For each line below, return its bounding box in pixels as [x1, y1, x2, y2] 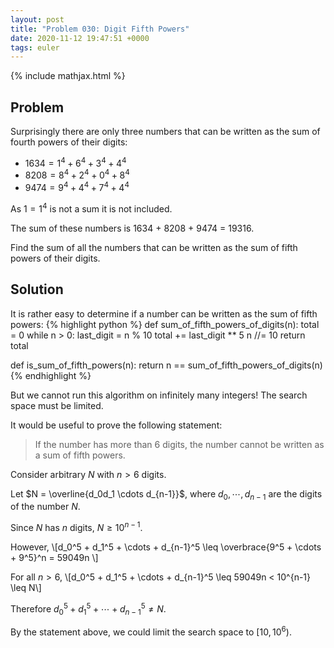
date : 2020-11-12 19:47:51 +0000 [10, 33, 150, 43]
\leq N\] [10, 581, 42, 593]
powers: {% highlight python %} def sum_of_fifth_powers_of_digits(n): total [10, 318, 320, 330]
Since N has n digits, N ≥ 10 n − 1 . [10, 520, 143, 533]
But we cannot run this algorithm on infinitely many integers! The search [10, 389, 308, 401]
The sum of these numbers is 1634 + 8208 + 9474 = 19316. [10, 222, 255, 234]
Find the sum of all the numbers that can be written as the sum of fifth [10, 241, 298, 253]
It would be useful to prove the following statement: [10, 419, 223, 431]
